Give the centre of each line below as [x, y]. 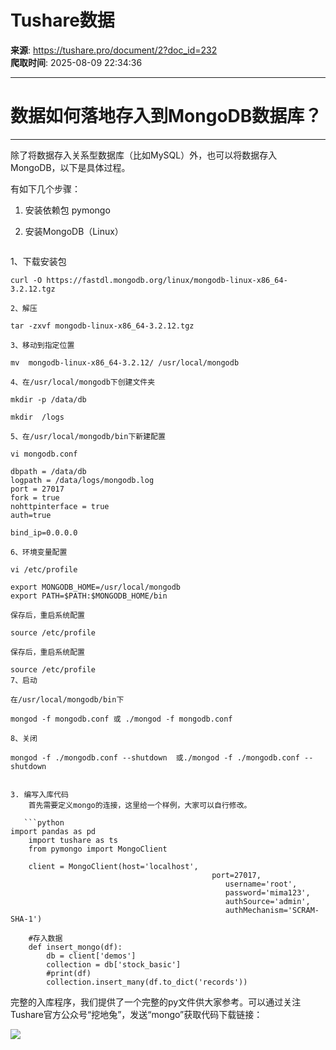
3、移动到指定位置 [42, 345]
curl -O [26, 280]
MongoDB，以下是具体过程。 [70, 167]
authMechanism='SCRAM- [272, 910]
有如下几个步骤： [45, 188]
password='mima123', [267, 892]
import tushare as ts [73, 840]
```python [44, 822]
